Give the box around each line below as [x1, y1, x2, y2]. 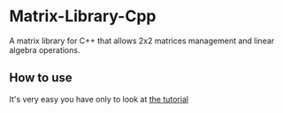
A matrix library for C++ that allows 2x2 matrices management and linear [9, 35, 275, 46]
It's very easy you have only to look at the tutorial [9, 94, 188, 104]
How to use [9, 71, 73, 86]
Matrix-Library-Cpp [9, 6, 157, 26]
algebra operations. [9, 44, 80, 55]
